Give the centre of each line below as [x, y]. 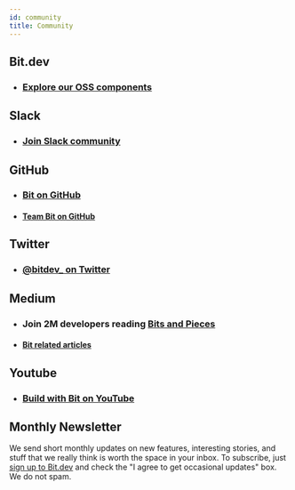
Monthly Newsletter [65, 426]
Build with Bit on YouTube [78, 398]
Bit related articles [56, 345]
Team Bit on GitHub [59, 217]
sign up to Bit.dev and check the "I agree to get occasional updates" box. [143, 467]
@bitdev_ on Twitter [66, 269]
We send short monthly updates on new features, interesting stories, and [143, 448]
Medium [32, 298]
